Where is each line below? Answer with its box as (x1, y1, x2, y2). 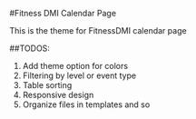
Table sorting (22, 80, 73, 90)
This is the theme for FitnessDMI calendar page (9, 25, 188, 35)
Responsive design (22, 90, 94, 100)
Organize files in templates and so (22, 99, 151, 110)
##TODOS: (9, 43, 50, 54)
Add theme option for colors (22, 61, 129, 71)
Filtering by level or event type (22, 70, 137, 81)
